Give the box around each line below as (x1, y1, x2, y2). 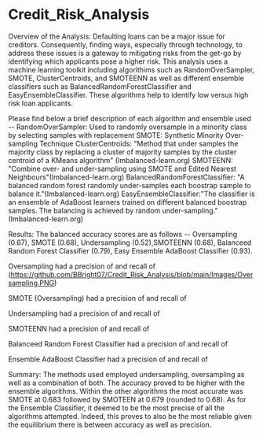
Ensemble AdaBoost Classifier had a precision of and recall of (8, 354, 208, 364)
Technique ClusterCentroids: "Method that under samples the (38, 139, 239, 148)
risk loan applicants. (8, 98, 73, 108)
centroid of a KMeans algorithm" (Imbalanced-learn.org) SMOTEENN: (8, 155, 233, 165)
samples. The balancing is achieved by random (8, 206, 161, 215)
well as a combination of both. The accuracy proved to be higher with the (8, 378, 245, 387)
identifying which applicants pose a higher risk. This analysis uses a (8, 57, 228, 66)
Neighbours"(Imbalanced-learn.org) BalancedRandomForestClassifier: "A (8, 172, 245, 182)
